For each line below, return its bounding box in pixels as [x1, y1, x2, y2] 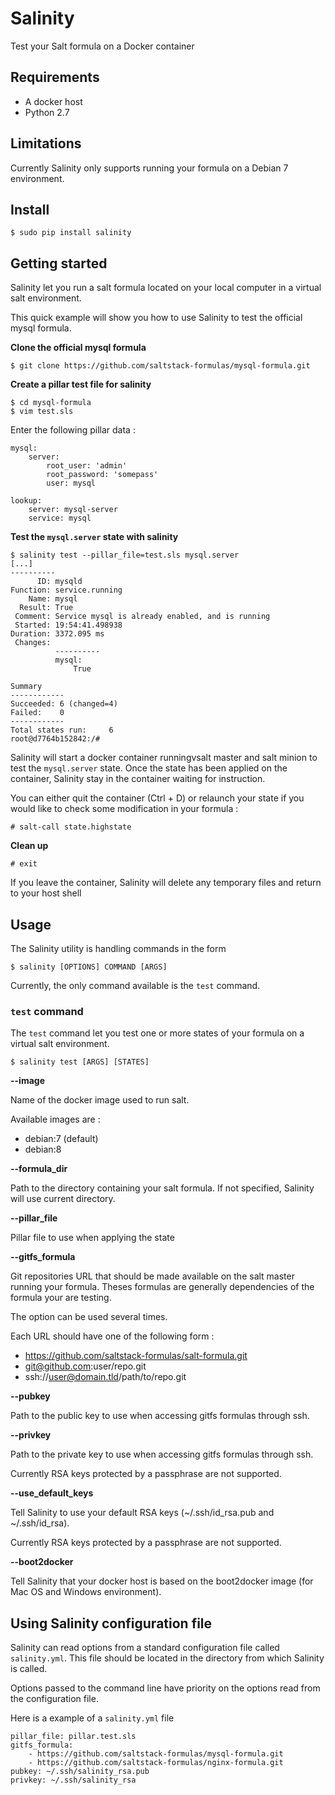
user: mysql [46, 478, 97, 489]
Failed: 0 [10, 708, 65, 718]
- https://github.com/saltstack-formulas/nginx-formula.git [28, 1758, 284, 1768]
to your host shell [10, 887, 82, 899]
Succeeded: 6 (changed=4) [10, 699, 118, 709]
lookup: [10, 496, 43, 506]
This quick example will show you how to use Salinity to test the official [10, 312, 303, 324]
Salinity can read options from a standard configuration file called [10, 1642, 280, 1654]
